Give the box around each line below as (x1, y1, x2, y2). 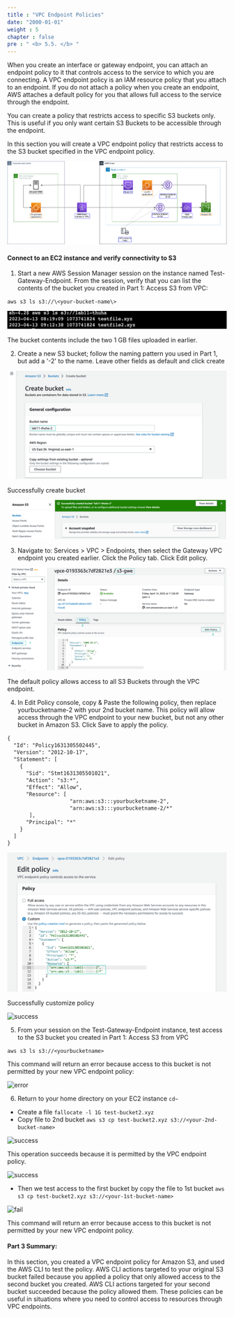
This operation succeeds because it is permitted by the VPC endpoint (7, 1149, 207, 1158)
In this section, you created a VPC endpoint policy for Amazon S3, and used (7, 1258, 225, 1266)
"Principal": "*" (25, 819, 77, 826)
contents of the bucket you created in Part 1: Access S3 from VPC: (17, 284, 208, 293)
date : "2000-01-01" (7, 18, 64, 26)
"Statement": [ (13, 756, 58, 763)
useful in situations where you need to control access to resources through (7, 1295, 223, 1303)
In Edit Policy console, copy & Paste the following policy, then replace (17, 699, 217, 707)
